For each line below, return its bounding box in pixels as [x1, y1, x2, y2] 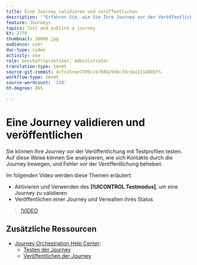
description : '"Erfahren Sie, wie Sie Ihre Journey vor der [6, 14, 157, 20]
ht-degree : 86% [6, 85, 43, 91]
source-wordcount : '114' [6, 80, 67, 86]
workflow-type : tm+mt [6, 74, 59, 80]
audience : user [6, 42, 43, 48]
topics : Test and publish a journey [6, 25, 96, 31]
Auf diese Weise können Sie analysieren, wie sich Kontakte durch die [6, 154, 173, 161]
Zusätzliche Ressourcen [6, 224, 97, 234]
